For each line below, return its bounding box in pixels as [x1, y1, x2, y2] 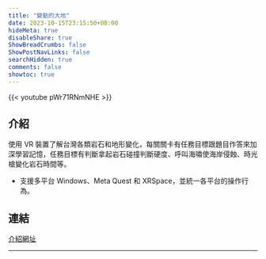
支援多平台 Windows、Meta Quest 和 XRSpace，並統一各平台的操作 [19, 176, 242, 186]
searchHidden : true [8, 56, 73, 64]
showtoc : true [8, 70, 55, 78]
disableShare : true [8, 33, 73, 42]
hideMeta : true [8, 26, 59, 34]
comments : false [8, 63, 62, 71]
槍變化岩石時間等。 [8, 159, 71, 169]
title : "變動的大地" [8, 11, 70, 20]
